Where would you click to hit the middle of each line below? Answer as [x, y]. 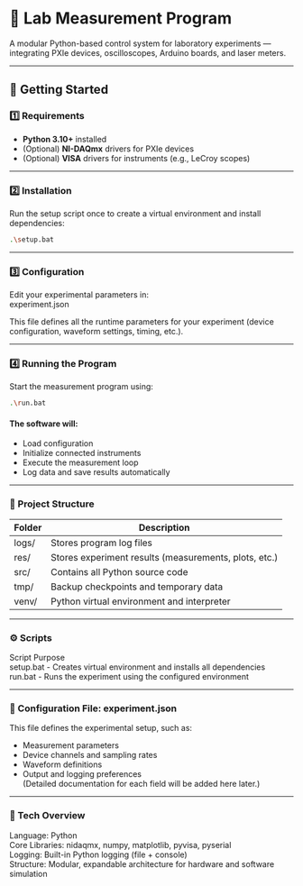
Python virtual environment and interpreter [141, 601]
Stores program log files [102, 543]
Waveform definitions [62, 764]
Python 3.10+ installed [64, 139]
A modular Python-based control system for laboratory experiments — [140, 43]
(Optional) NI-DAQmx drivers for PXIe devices [108, 149]
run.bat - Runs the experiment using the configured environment [129, 677]
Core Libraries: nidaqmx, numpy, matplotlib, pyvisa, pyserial [120, 845]
